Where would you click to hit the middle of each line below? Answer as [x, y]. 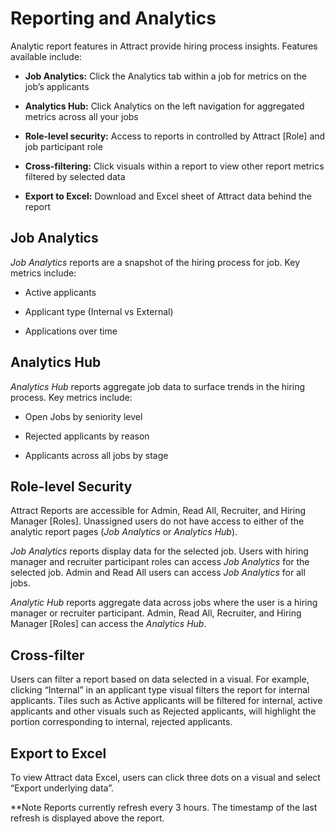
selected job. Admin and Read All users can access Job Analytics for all [158, 573]
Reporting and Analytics [113, 18]
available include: [46, 56]
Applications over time [71, 331]
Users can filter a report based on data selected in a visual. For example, [160, 679]
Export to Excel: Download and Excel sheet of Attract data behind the [168, 196]
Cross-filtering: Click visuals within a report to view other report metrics [174, 166]
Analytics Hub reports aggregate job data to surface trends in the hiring [158, 386]
